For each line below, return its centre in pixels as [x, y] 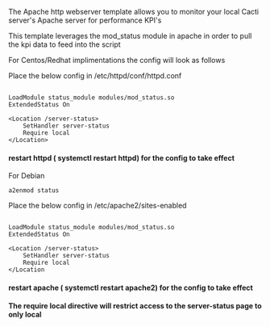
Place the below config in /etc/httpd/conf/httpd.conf [95, 75]
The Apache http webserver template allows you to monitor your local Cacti [134, 12]
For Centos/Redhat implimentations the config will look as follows [117, 60]
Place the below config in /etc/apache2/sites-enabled [98, 206]
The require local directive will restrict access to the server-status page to [135, 306]
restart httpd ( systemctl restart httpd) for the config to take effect [122, 157]
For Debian [27, 176]
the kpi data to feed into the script [64, 44]
